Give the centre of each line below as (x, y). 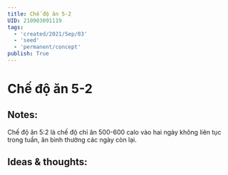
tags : (15, 27)
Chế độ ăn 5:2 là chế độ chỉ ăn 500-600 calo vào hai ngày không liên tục (114, 132)
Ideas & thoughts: (47, 162)
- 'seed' (27, 41)
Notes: (22, 115)
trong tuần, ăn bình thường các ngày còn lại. (72, 139)
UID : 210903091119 (35, 21)
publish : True (28, 54)
